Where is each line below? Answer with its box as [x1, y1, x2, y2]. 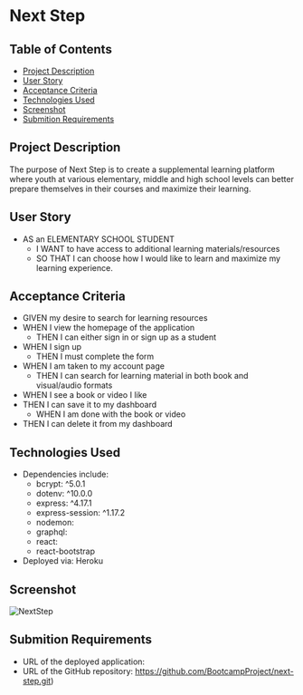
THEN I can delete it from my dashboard [22, 419, 174, 430]
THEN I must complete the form [35, 351, 155, 362]
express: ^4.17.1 [35, 497, 92, 508]
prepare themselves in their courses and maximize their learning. [9, 183, 251, 194]
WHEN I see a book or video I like [22, 390, 147, 401]
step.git [22, 675, 52, 686]
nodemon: [35, 517, 74, 528]
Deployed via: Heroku [22, 555, 104, 566]
